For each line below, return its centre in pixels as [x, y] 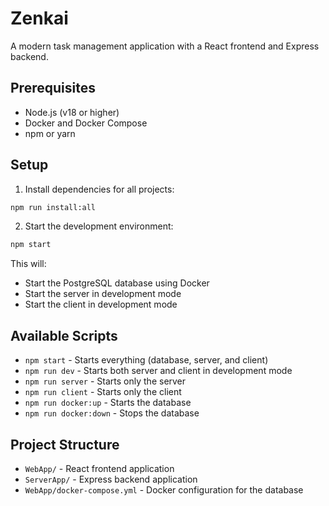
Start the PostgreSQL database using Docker [117, 283]
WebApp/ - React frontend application [99, 468]
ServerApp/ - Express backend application [111, 479]
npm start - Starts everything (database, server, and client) [146, 360]
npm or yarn [50, 133]
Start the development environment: [99, 226]
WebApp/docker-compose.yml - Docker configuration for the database [164, 489]
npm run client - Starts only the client [103, 392]
